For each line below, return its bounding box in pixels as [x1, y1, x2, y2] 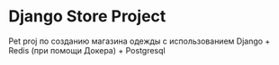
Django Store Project [8, 6, 166, 27]
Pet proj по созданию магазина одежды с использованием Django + [8, 36, 271, 46]
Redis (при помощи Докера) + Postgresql [8, 45, 166, 55]
